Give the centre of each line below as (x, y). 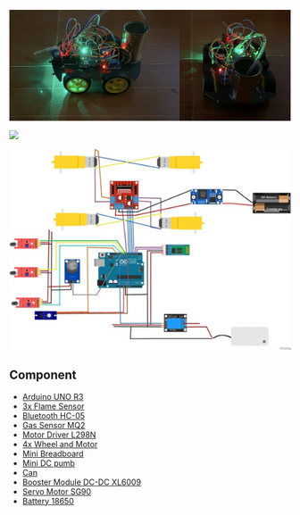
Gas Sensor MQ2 (54, 425)
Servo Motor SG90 (57, 491)
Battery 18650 (48, 501)
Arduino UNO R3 (53, 396)
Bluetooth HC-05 (54, 415)
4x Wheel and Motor (60, 444)
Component (43, 375)
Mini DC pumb (49, 463)
